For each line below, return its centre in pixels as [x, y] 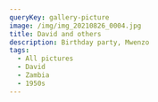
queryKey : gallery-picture [59, 17]
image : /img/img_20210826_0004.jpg [75, 26]
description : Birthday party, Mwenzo [79, 42]
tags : [19, 51]
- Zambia [33, 75]
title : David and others [55, 34]
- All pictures [46, 59]
